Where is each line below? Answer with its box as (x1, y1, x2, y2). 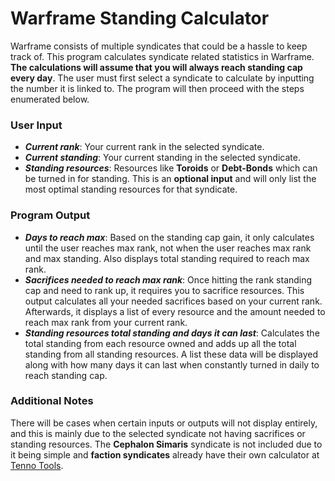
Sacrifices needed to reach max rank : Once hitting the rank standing (24, 273, 313, 286)
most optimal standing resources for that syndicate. (24, 183, 238, 196)
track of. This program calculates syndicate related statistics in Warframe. (10, 50, 315, 62)
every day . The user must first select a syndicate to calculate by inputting (10, 72, 315, 84)
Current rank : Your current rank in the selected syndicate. (24, 141, 265, 153)
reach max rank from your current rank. (24, 316, 188, 328)
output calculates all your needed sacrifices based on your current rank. (24, 295, 323, 307)
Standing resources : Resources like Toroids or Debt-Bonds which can (24, 162, 318, 174)
